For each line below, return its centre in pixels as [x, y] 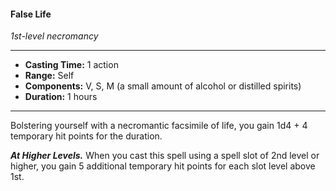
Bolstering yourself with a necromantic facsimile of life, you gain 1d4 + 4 [159, 126]
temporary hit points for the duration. [86, 136]
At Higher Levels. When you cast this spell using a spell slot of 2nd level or [165, 156]
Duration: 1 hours [61, 97]
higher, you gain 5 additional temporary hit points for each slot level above [163, 166]
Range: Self [49, 76]
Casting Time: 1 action [71, 65]
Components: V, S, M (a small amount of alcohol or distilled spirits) [163, 86]
